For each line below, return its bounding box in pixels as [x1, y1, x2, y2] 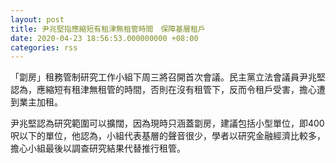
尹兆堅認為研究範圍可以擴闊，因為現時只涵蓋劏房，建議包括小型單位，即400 [10, 117, 325, 130]
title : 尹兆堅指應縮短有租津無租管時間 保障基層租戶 [10, 24, 206, 34]
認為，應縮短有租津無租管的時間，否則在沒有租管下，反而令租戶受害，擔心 [10, 84, 317, 96]
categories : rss [10, 42, 78, 53]
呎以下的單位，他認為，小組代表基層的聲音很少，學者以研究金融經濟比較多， [10, 130, 326, 142]
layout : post [10, 14, 65, 25]
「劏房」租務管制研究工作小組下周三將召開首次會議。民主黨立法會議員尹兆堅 [10, 71, 326, 83]
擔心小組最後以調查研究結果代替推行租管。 [10, 142, 186, 155]
